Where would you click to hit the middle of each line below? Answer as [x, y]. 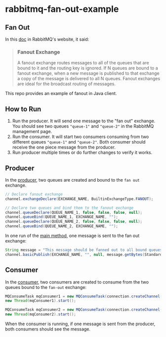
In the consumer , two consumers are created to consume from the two [77, 282]
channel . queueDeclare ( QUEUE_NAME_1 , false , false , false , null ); [74, 212]
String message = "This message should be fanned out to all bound [76, 250]
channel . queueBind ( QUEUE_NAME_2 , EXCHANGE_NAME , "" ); [62, 226]
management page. [32, 132]
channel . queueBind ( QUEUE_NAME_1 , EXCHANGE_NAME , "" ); [62, 217]
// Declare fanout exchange [34, 194]
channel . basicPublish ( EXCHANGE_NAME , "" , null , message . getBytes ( [75, 254]
